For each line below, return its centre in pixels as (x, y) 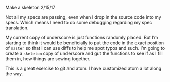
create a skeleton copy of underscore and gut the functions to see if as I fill (84, 53)
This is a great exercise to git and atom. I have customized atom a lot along (83, 68)
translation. (17, 28)
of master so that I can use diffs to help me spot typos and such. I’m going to (85, 48)
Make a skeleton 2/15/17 (30, 7)
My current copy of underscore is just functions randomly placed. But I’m (82, 37)
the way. (14, 74)
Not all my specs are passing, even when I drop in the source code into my (83, 17)
